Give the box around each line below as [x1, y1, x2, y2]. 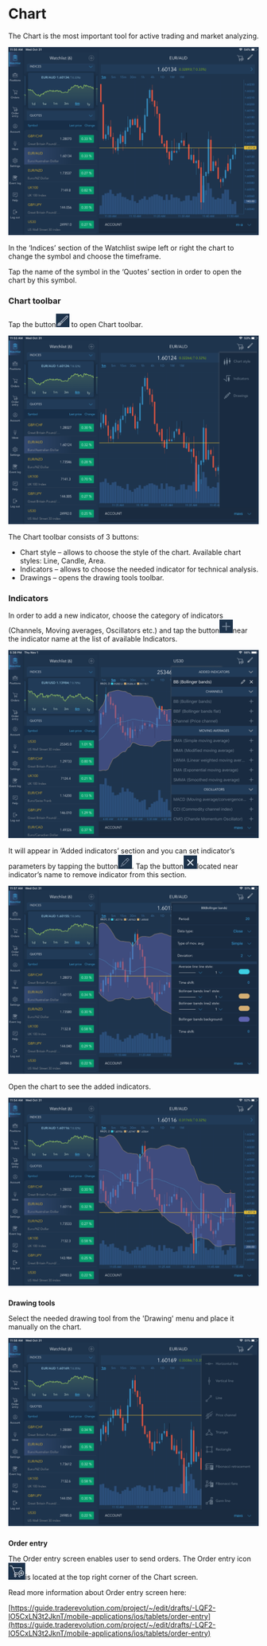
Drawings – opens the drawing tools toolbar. [19, 572, 164, 582]
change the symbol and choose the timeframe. [8, 252, 161, 261]
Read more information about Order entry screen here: [8, 1587, 187, 1597]
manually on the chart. [8, 1322, 82, 1332]
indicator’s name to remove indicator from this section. [8, 869, 187, 880]
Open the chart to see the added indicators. [8, 1082, 151, 1091]
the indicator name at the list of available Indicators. [8, 634, 178, 643]
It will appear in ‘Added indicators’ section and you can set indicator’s [8, 845, 235, 856]
